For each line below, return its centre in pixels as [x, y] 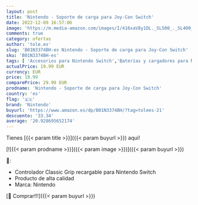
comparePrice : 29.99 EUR [37, 83]
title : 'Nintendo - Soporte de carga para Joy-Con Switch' [80, 17]
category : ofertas [29, 39]
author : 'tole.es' [29, 45]
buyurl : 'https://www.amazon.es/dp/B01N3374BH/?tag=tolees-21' [85, 110]
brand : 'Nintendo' [29, 105]
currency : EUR [24, 72]
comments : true [25, 34]
